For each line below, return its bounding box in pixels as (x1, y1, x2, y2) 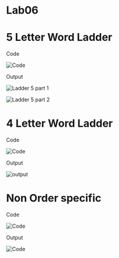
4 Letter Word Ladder (6, 117, 114, 130)
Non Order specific (6, 192, 102, 205)
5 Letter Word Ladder (6, 31, 112, 44)
